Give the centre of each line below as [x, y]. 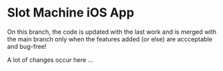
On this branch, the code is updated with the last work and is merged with [112, 32]
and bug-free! [27, 46]
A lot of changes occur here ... [50, 59]
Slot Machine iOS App [71, 13]
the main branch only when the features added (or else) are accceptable [110, 39]
